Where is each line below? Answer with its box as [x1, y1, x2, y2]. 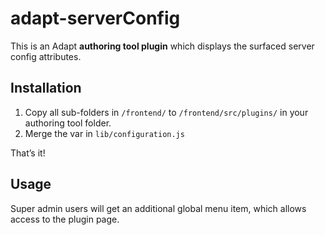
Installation [10, 80, 82, 97]
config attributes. [10, 50, 82, 62]
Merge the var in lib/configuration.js [24, 127, 185, 139]
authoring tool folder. [24, 117, 112, 129]
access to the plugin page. [10, 213, 120, 225]
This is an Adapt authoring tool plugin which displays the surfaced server [10, 40, 315, 52]
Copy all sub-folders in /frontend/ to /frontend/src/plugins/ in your [24, 106, 309, 118]
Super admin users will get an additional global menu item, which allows [10, 202, 307, 214]
